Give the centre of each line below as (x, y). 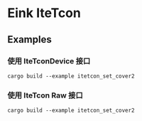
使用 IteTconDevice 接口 (49, 60)
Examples (29, 40)
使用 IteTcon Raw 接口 (45, 95)
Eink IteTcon (44, 13)
